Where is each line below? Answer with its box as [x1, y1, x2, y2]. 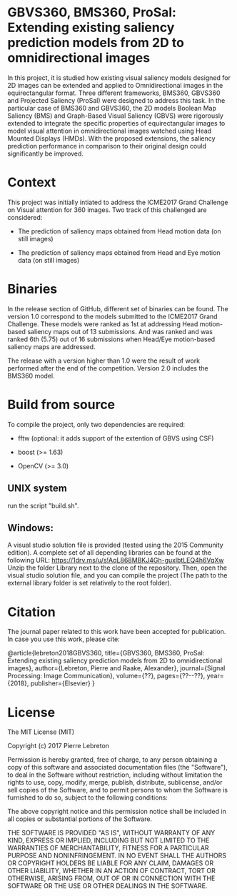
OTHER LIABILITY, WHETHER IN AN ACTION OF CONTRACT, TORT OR [7, 867, 216, 875]
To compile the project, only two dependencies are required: [7, 420, 186, 428]
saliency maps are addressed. [7, 342, 96, 351]
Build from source [7, 397, 116, 413]
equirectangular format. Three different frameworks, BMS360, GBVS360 [7, 89, 221, 97]
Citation [7, 604, 56, 620]
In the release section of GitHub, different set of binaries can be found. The [7, 304, 228, 313]
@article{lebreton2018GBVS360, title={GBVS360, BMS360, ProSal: [7, 649, 205, 658]
